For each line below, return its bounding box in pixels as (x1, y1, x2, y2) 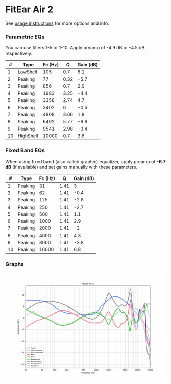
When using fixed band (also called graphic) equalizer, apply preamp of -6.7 (5, 159, 166, 165)
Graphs (5, 261, 24, 268)
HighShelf (17, 133, 39, 139)
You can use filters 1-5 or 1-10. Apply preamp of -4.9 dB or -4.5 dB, (5, 45, 146, 51)
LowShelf (17, 69, 38, 75)
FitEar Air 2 (5, 4, 54, 15)
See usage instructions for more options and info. (5, 20, 110, 27)
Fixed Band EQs (5, 147, 45, 154)
